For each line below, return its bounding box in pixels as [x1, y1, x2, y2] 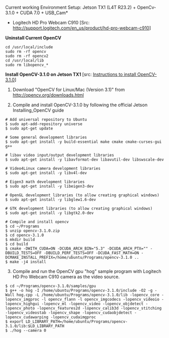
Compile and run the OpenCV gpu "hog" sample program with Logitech [12, 268, 161, 274]
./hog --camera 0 [10, 328, 47, 333]
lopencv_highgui [5, 301, 39, 306]
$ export [5, 319, 24, 324]
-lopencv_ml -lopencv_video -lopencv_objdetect [41, 301, 144, 306]
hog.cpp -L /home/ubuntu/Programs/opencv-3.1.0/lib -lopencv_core [16, 292, 159, 297]
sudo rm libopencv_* [5, 63, 49, 68]
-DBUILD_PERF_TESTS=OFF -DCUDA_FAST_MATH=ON [44, 251, 139, 256]
